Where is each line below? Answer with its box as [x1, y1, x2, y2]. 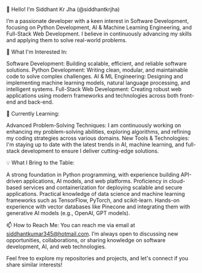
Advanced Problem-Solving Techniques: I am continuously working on [6, 122, 181, 129]
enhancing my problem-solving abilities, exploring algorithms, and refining [6, 128, 191, 135]
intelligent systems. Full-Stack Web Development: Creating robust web [6, 86, 182, 93]
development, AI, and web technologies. [6, 243, 107, 250]
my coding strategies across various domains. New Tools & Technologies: [6, 134, 190, 142]
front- [180, 92, 195, 99]
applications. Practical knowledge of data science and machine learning [6, 190, 185, 197]
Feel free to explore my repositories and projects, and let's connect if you [6, 255, 189, 262]
